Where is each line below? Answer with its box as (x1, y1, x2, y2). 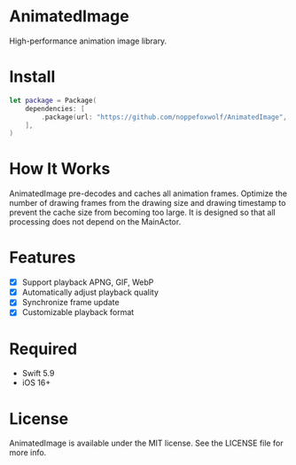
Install (9, 67, 56, 87)
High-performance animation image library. (9, 35, 167, 46)
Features (9, 248, 76, 268)
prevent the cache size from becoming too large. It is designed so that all (9, 207, 277, 218)
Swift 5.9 (21, 368, 55, 379)
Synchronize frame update (21, 297, 120, 308)
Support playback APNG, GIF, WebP (21, 277, 154, 288)
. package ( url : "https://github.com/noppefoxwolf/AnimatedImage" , (41, 113, 288, 122)
